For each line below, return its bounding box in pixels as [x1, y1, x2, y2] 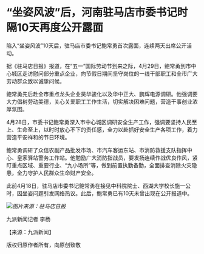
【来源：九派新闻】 [6, 228, 55, 235]
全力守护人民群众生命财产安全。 [16, 169, 97, 176]
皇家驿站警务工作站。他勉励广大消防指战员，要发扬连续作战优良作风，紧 [16, 154, 198, 161]
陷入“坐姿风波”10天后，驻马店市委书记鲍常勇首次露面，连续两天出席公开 [6, 42, 187, 49]
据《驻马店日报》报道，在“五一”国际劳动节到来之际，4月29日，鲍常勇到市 [6, 62, 191, 70]
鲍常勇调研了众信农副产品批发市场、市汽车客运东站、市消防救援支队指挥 [6, 146, 187, 153]
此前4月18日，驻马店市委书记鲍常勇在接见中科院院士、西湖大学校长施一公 [6, 182, 191, 189]
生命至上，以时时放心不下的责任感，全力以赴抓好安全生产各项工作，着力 [16, 125, 198, 133]
